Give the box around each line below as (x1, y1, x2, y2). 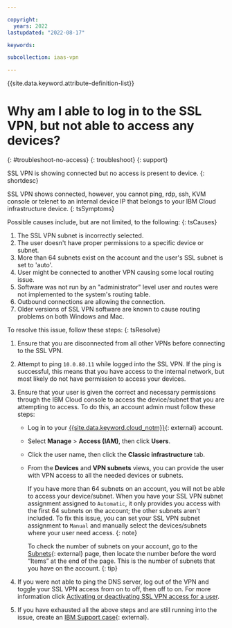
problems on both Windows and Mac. (17, 312, 125, 321)
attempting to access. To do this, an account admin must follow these (17, 403, 216, 411)
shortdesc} (7, 177, 39, 185)
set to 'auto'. (17, 261, 53, 269)
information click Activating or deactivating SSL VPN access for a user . (17, 593, 220, 601)
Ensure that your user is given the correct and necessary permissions (17, 388, 216, 397)
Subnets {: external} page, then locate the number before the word (27, 550, 217, 558)
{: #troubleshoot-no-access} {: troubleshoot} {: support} (7, 156, 168, 164)
